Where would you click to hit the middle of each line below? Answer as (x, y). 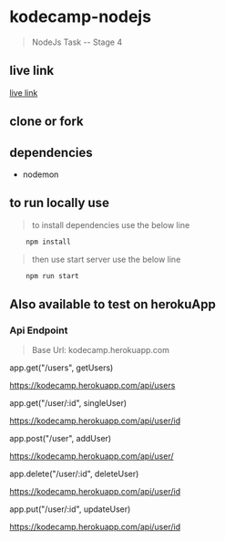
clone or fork (46, 122)
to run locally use (59, 203)
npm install (48, 242)
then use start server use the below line (106, 259)
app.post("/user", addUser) (61, 439)
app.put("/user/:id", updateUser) (70, 509)
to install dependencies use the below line (111, 224)
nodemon (41, 174)
